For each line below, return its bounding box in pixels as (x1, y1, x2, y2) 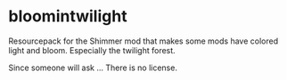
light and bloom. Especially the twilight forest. (8, 44, 176, 55)
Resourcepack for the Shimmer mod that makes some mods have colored (8, 36, 278, 46)
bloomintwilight (8, 6, 127, 27)
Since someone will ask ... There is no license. (8, 62, 177, 73)
